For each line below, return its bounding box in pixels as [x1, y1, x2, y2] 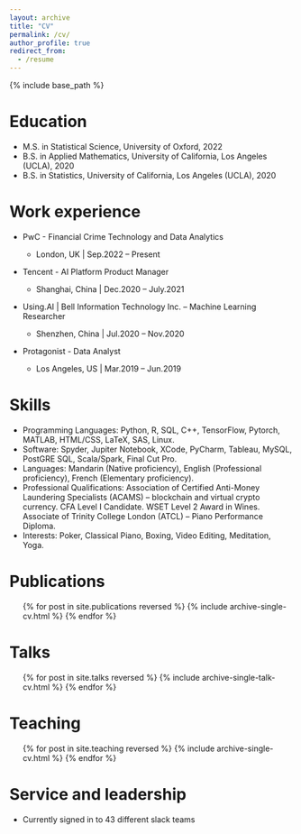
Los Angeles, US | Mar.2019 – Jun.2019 [35, 362, 182, 374]
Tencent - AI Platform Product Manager [22, 266, 169, 277]
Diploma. [22, 520, 56, 531]
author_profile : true [9, 38, 91, 48]
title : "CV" [9, 22, 54, 31]
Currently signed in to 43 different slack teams [22, 813, 196, 825]
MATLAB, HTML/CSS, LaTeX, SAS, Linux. [22, 434, 176, 444]
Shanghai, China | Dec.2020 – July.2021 [35, 283, 185, 294]
